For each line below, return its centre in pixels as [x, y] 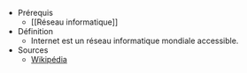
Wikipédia [49, 59]
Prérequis [35, 13]
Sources [33, 50]
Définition [35, 31]
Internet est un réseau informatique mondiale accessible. [135, 40]
